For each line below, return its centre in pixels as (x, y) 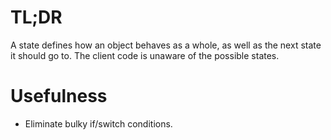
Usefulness (59, 96)
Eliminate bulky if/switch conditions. (98, 123)
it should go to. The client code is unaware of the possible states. (145, 55)
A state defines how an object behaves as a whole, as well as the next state (166, 45)
